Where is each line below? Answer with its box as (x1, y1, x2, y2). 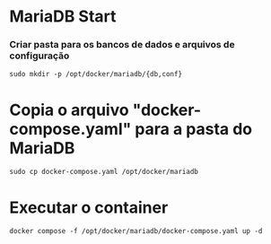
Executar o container (9, 197, 169, 217)
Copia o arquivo (9, 100, 129, 120)
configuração (9, 49, 70, 62)
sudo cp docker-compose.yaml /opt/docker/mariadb (9, 168, 199, 177)
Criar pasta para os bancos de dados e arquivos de (9, 39, 235, 51)
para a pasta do (134, 118, 253, 139)
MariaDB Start (9, 6, 117, 27)
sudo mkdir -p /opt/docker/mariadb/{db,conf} (9, 70, 182, 79)
